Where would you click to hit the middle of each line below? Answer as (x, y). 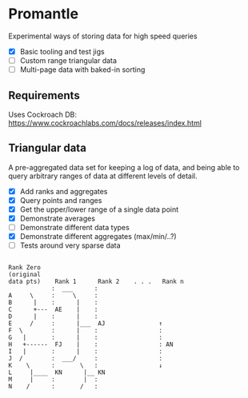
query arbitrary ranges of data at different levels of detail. (103, 176)
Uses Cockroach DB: (43, 114)
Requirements (44, 96)
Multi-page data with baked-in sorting (82, 70)
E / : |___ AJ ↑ (85, 324)
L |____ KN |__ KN (57, 372)
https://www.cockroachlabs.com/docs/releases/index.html (105, 123)
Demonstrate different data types (74, 227)
